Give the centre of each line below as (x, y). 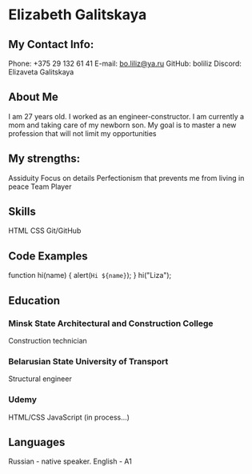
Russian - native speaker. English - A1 (70, 461)
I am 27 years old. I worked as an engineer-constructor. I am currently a (126, 116)
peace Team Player (40, 187)
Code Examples (48, 256)
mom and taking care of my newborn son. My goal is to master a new (122, 125)
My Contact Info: (51, 44)
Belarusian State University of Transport (88, 361)
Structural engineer (40, 379)
